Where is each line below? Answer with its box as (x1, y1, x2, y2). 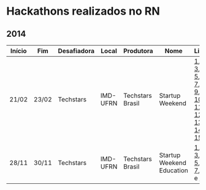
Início (10, 47, 27, 55)
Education (159, 166, 188, 175)
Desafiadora (58, 47, 95, 55)
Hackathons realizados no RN (6, 4, 161, 18)
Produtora (123, 47, 153, 55)
